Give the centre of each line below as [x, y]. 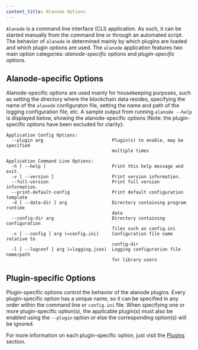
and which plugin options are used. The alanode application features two [95, 47]
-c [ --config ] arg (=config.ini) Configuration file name [92, 234]
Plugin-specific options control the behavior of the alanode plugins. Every [96, 292]
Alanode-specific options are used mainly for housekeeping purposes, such [98, 93]
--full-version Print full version [86, 182]
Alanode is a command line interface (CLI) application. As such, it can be [94, 28]
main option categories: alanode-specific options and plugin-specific [91, 53]
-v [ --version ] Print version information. [96, 177]
